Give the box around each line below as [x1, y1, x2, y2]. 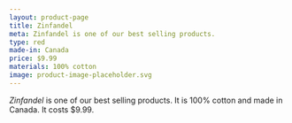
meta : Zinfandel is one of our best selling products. [9, 29, 216, 38]
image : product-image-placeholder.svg [9, 71, 152, 80]
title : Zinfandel [9, 21, 73, 30]
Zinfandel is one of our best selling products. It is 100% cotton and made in [9, 95, 283, 105]
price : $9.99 [9, 54, 58, 63]
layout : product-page [9, 12, 89, 22]
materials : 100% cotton [9, 63, 97, 72]
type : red [9, 37, 46, 47]
